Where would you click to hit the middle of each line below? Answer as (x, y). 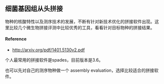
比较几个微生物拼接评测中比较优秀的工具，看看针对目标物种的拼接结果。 (82, 27)
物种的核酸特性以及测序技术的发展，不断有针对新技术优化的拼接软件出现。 (80, 21)
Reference (16, 39)
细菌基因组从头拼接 (34, 9)
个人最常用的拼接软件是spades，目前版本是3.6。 (54, 60)
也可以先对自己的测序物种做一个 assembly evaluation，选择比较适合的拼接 (80, 70)
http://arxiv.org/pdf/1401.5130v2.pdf (48, 50)
